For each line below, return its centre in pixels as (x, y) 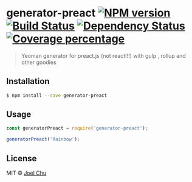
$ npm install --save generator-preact (57, 95)
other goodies (39, 62)
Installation (28, 81)
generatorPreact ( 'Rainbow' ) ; (43, 139)
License (22, 158)
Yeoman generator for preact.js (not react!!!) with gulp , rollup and (104, 55)
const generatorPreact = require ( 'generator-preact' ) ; (77, 128)
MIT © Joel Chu (26, 173)
